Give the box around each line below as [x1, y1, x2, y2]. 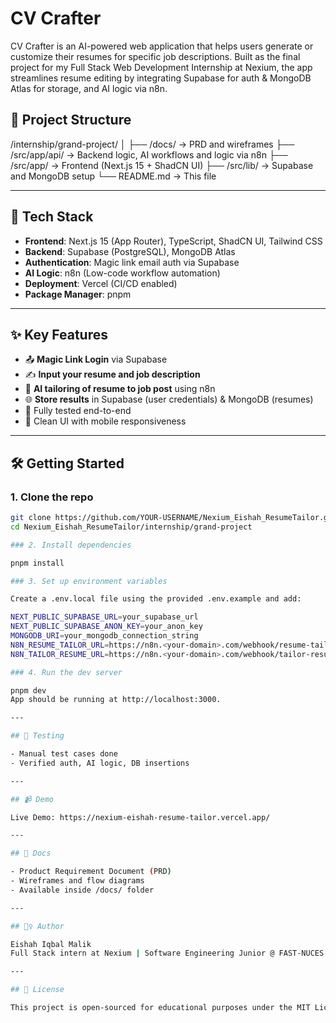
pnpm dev [10, 685, 47, 696]
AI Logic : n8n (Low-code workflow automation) [24, 267, 221, 279]
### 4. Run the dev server [10, 667, 123, 677]
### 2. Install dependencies [10, 540, 132, 550]
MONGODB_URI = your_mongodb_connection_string [10, 631, 199, 641]
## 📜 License [10, 985, 65, 995]
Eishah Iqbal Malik [10, 939, 92, 949]
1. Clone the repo [10, 490, 94, 504]
